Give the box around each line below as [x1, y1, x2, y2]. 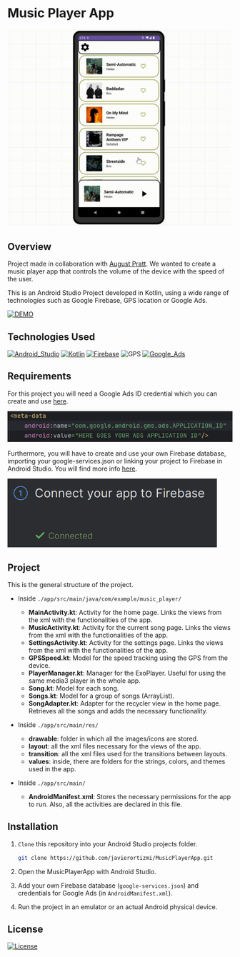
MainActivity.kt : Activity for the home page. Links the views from [28, 608, 222, 616]
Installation [7, 821, 59, 833]
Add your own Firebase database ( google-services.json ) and [17, 881, 199, 890]
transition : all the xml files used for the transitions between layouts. [28, 749, 227, 758]
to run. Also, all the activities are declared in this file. [28, 800, 183, 808]
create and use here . [7, 396, 69, 405]
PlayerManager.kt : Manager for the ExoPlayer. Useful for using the [28, 668, 226, 677]
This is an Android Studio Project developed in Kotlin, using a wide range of [7, 289, 229, 297]
